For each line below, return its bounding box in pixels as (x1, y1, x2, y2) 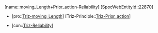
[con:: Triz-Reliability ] (11, 22, 54, 28)
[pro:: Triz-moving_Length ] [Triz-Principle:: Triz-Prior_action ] (11, 13, 131, 19)
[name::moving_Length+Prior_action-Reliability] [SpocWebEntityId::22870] (4, 4, 154, 10)
